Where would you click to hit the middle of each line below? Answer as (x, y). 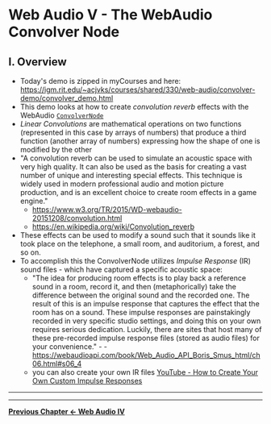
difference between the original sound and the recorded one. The (141, 295)
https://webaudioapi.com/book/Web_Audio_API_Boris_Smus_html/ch (146, 355)
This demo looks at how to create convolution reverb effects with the (134, 107)
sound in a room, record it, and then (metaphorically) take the (134, 287)
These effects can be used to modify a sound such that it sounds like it (138, 235)
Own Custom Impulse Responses (87, 381)
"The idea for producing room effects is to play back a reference (139, 278)
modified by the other (56, 150)
